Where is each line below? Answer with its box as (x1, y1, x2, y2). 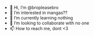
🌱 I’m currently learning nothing (9, 15, 73, 20)
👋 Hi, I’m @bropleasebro (9, 5, 59, 10)
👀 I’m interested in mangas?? (9, 10, 68, 16)
